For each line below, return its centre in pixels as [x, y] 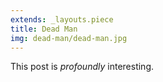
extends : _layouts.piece [62, 19]
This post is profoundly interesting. [82, 67]
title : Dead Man [44, 29]
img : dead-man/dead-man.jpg [69, 38]
